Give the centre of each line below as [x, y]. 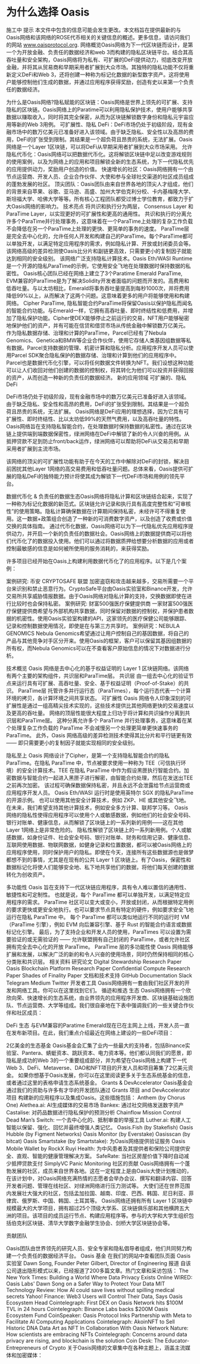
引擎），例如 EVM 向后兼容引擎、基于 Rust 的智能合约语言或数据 [114, 924]
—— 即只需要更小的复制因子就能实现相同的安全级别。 [72, 743]
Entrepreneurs [24, 1347]
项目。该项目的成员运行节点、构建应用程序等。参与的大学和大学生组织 [102, 1215]
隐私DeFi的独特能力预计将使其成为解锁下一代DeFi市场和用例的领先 [98, 476]
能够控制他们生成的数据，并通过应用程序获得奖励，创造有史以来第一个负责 [102, 82]
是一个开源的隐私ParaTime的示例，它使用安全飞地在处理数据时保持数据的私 [99, 266]
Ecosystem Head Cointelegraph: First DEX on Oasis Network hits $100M [95, 1303]
